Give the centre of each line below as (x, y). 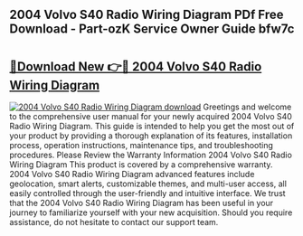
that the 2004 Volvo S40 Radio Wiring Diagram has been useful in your (142, 203)
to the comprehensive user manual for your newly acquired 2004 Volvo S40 (151, 116)
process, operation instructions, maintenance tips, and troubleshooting (142, 145)
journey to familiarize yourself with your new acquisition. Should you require (151, 212)
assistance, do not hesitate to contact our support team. (114, 222)
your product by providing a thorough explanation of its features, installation (151, 136)
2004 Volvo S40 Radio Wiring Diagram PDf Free (147, 15)
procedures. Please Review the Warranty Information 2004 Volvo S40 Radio (151, 155)
